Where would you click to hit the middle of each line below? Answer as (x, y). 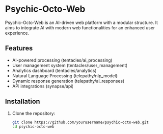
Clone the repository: (34, 113)
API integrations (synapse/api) (43, 86)
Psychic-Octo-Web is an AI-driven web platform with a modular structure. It (81, 22)
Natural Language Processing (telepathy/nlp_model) (65, 76)
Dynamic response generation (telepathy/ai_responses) (68, 81)
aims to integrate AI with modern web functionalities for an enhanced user (80, 27)
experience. (17, 33)
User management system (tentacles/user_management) (70, 65)
